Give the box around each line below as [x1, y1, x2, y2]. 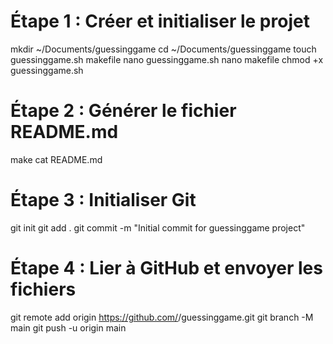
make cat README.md [10, 153, 103, 165]
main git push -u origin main [10, 321, 127, 334]
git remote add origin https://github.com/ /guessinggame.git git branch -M [10, 311, 314, 323]
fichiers [10, 278, 77, 300]
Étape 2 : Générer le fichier [10, 100, 237, 122]
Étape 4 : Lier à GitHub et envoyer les [10, 257, 323, 279]
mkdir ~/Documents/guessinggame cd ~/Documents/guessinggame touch [10, 43, 317, 55]
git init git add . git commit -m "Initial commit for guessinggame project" [10, 221, 306, 234]
